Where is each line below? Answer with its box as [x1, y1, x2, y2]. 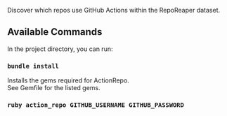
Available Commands [7, 26, 103, 38]
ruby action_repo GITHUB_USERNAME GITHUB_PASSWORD [7, 101, 184, 109]
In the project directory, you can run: [7, 45, 113, 53]
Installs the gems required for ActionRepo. [7, 76, 130, 85]
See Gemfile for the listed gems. [7, 84, 100, 92]
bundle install [7, 62, 60, 70]
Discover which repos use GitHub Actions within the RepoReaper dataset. [7, 6, 221, 14]
